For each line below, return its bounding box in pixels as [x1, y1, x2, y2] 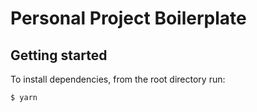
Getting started [10, 47, 108, 64]
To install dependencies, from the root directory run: [10, 73, 226, 85]
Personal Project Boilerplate [10, 7, 247, 30]
